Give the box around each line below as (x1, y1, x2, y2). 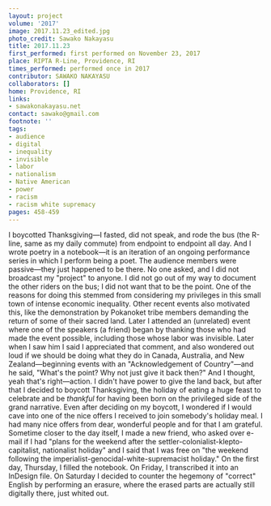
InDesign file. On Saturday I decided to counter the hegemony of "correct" (8, 471, 256, 481)
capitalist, (8, 445, 41, 455)
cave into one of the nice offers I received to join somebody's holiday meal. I (8, 411, 263, 421)
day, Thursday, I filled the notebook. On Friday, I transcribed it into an (8, 463, 239, 473)
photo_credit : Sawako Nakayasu (8, 34, 114, 43)
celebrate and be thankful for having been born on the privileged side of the (8, 394, 262, 404)
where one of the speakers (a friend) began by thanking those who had (8, 325, 247, 335)
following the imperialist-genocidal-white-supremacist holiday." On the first (8, 454, 259, 464)
